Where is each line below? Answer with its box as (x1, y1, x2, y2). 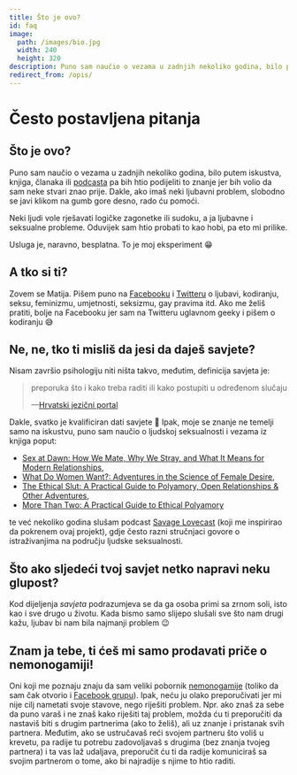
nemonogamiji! (9, 656, 95, 672)
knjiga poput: (9, 435, 57, 447)
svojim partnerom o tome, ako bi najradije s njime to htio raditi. (9, 756, 236, 766)
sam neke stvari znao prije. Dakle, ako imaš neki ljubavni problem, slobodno (9, 186, 286, 196)
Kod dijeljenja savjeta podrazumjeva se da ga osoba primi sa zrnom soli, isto (9, 599, 287, 610)
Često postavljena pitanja (9, 108, 201, 128)
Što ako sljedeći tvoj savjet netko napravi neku (9, 561, 270, 576)
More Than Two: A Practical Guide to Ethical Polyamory (21, 500, 225, 510)
